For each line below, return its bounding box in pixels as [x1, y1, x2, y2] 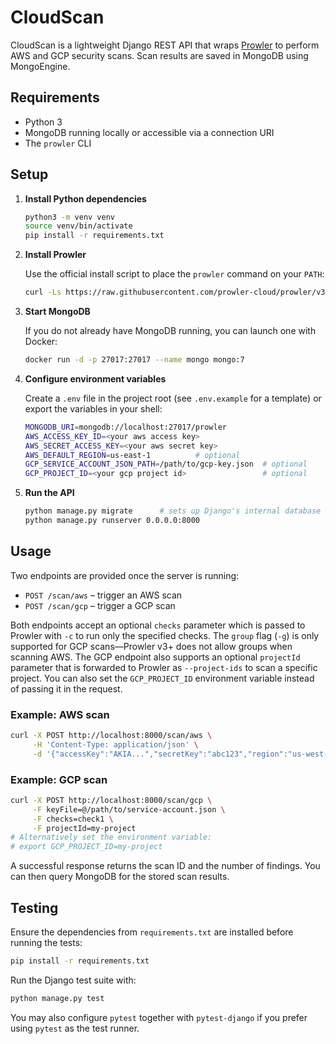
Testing [10, 899, 59, 916]
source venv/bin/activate [24, 221, 133, 231]
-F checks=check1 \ [32, 814, 114, 824]
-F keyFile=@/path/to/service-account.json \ [32, 804, 226, 815]
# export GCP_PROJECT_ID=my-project [10, 842, 163, 852]
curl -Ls [24, 287, 62, 298]
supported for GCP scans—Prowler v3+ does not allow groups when [10, 640, 293, 652]
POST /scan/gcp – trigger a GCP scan [24, 599, 176, 611]
